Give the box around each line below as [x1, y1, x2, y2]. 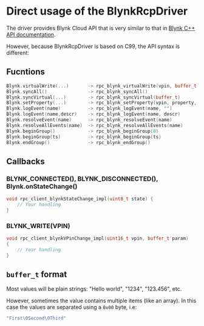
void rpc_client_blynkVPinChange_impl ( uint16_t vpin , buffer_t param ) [6, 235, 189, 241]
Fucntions [6, 67, 46, 77]
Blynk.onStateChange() [6, 182, 78, 190]
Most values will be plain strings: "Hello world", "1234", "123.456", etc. [6, 285, 182, 293]
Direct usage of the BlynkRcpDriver [6, 4, 188, 18]
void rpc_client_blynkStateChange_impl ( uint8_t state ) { [6, 196, 154, 202]
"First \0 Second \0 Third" [6, 315, 67, 322]
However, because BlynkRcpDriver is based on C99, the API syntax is [6, 43, 180, 50]
